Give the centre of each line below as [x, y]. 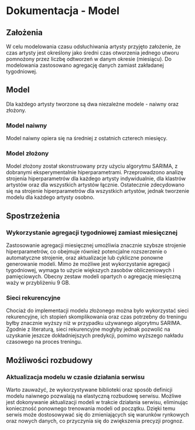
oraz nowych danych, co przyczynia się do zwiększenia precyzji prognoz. [95, 421]
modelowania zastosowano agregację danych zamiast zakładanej [85, 65]
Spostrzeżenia [33, 216]
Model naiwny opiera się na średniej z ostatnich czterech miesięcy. [87, 138]
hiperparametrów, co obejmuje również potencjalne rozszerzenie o [86, 252]
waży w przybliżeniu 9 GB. [38, 283]
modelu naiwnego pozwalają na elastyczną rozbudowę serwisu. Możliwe [94, 396]
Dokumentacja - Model [63, 11]
